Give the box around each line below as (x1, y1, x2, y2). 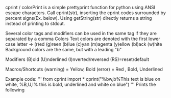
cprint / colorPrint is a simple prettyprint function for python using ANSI (5, 5, 156, 10)
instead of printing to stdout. (5, 20, 65, 26)
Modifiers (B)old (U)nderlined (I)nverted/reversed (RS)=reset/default (5, 56, 150, 62)
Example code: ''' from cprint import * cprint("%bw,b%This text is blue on (5, 76, 161, 82)
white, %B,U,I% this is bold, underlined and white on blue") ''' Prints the (5, 81, 156, 87)
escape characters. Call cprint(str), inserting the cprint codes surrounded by (5, 10, 166, 16)
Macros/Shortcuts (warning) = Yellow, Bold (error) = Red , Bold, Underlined (5, 66, 163, 72)
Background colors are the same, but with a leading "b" (5, 47, 122, 52)
